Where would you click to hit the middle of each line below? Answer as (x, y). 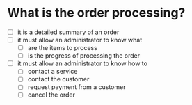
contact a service (53, 72)
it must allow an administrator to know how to (82, 63)
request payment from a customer (77, 87)
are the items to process (62, 48)
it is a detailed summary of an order (68, 32)
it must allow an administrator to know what (80, 40)
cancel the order (51, 95)
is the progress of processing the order (84, 56)
